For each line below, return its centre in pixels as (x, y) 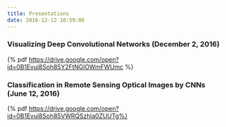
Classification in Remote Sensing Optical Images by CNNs (106, 85)
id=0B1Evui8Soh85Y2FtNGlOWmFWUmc (65, 67)
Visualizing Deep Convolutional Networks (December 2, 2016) (113, 44)
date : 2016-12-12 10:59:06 (46, 20)
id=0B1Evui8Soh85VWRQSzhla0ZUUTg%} (67, 116)
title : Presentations (38, 14)
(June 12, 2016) (34, 93)
